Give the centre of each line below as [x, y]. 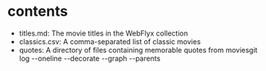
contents [38, 11]
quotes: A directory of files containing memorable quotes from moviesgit [138, 50]
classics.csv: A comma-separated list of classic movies [110, 41]
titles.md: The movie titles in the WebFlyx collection [104, 33]
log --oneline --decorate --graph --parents [90, 58]
